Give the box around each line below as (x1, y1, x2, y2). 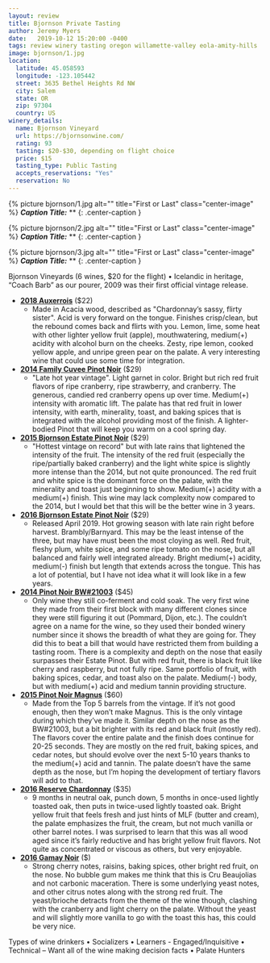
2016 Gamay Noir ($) (19, 853, 91, 862)
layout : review (8, 11, 60, 20)
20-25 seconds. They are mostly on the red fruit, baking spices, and (31, 741, 259, 751)
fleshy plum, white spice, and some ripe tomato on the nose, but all (31, 544, 255, 553)
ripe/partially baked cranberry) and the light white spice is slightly (31, 458, 251, 468)
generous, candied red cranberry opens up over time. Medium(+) (31, 390, 250, 399)
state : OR (15, 94, 48, 102)
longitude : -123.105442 (15, 72, 95, 80)
